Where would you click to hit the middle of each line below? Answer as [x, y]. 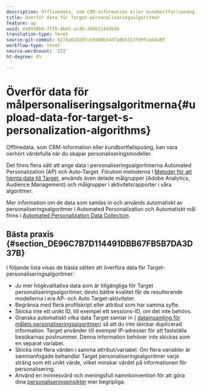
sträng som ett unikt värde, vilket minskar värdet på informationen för [101, 363]
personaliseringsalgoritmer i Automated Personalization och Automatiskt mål [101, 209]
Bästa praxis [30, 234]
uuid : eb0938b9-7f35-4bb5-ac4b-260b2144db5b [63, 29]
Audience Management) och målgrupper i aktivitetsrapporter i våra [89, 184]
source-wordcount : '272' [37, 51]
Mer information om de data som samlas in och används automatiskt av [95, 202]
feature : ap [21, 23]
